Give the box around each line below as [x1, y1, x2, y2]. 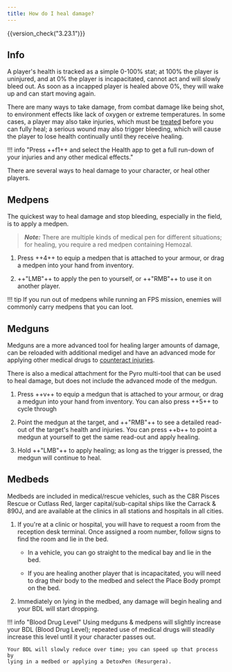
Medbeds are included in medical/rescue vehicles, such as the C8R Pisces [7, 492, 220, 500]
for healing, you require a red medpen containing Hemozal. [24, 240, 193, 249]
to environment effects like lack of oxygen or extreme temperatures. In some [7, 110, 226, 118]
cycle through [17, 405, 57, 413]
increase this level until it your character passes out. [7, 633, 156, 641]
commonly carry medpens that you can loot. [7, 302, 134, 311]
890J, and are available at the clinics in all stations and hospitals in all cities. [7, 507, 224, 515]
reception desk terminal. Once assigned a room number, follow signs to [17, 527, 221, 536]
